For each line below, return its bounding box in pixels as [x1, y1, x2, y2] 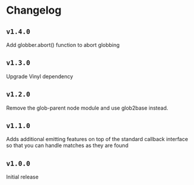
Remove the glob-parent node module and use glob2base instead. [6, 104, 168, 111]
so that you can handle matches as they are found [6, 142, 129, 149]
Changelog [6, 4, 62, 17]
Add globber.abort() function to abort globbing [6, 42, 120, 48]
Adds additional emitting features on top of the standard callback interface [6, 136, 189, 143]
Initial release [6, 173, 39, 181]
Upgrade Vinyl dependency [6, 72, 74, 80]
